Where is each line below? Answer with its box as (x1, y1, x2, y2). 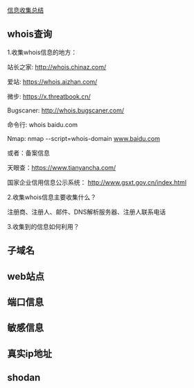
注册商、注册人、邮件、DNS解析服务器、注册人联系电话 (7, 208, 166, 216)
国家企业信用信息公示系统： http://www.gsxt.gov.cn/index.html (7, 178, 187, 186)
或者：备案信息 (7, 149, 50, 157)
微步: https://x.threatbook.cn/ (7, 92, 91, 101)
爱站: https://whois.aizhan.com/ (7, 77, 98, 85)
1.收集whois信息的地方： (7, 48, 78, 56)
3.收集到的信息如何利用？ (7, 222, 80, 230)
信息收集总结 (7, 6, 44, 14)
